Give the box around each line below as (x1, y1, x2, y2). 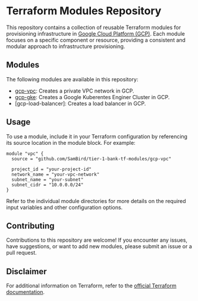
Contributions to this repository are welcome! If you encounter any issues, (6, 236, 188, 244)
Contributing (6, 221, 55, 231)
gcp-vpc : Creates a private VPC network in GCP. (14, 87, 135, 94)
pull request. (6, 249, 37, 256)
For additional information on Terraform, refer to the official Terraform (6, 282, 177, 289)
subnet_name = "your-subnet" (11, 176, 84, 182)
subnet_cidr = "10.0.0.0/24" (11, 182, 84, 188)
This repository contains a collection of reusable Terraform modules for (6, 24, 181, 31)
